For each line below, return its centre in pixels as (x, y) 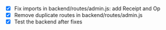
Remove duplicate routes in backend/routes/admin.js (78, 15)
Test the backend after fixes (48, 22)
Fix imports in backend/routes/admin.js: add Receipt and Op (87, 9)
